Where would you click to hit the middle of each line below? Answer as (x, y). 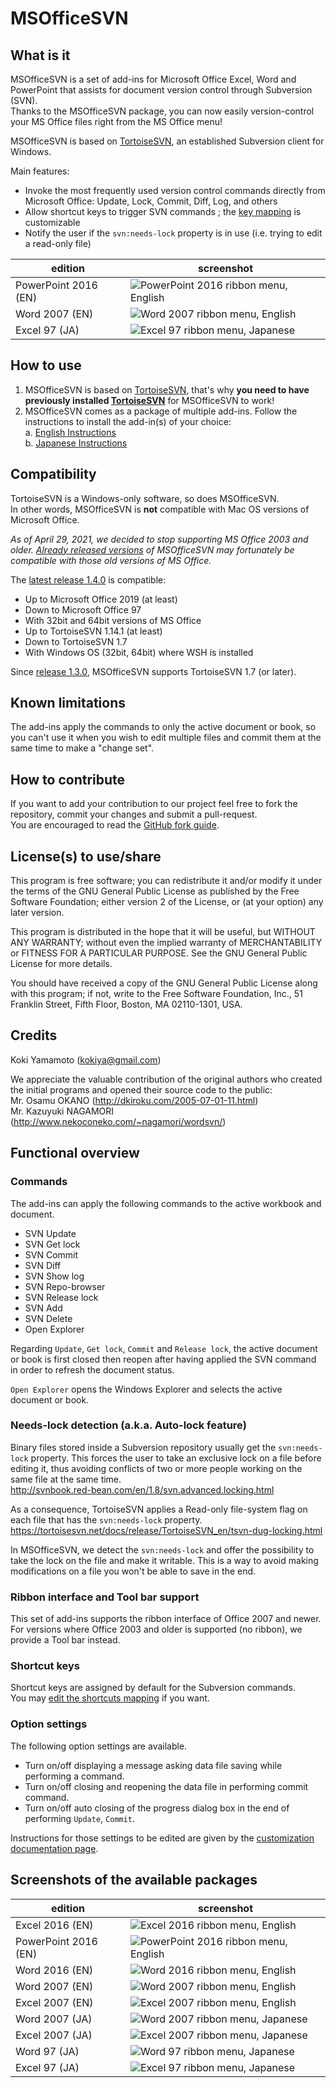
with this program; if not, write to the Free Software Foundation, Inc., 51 (156, 994)
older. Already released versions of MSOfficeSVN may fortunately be (152, 549)
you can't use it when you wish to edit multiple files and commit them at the (166, 738)
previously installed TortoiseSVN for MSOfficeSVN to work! (149, 400)
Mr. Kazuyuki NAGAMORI (62, 1111)
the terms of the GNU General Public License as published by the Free (155, 891)
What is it (40, 55)
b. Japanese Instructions (76, 443)
